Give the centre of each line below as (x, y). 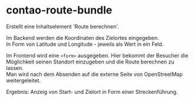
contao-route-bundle (59, 10)
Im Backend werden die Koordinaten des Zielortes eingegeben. (83, 38)
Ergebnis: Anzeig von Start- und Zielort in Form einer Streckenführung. (92, 92)
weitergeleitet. (24, 80)
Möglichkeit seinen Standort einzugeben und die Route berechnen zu (90, 62)
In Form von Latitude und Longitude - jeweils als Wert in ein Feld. (85, 44)
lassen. (15, 68)
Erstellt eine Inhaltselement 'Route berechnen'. (63, 26)
